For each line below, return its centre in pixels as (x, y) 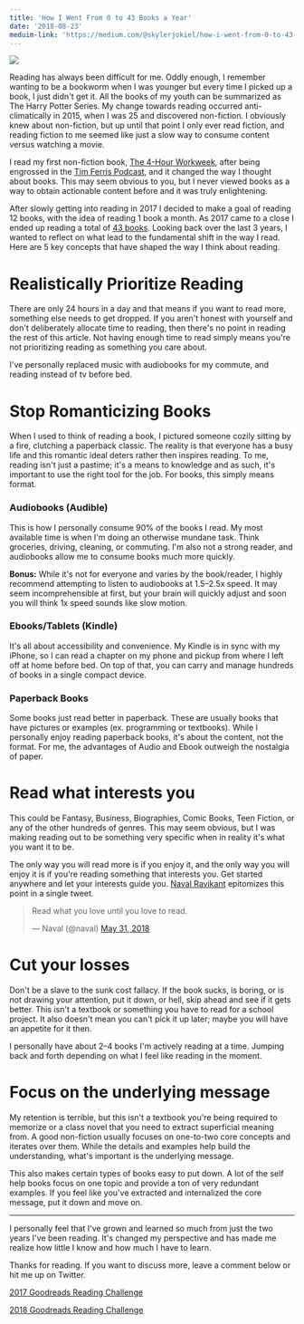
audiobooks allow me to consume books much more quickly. (122, 556)
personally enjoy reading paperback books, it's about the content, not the (147, 737)
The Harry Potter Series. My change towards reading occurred (126, 106)
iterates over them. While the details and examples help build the (130, 1146)
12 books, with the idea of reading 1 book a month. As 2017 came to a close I (152, 218)
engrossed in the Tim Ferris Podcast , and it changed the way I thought (141, 172)
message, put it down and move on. (76, 1202)
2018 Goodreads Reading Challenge (76, 1310)
